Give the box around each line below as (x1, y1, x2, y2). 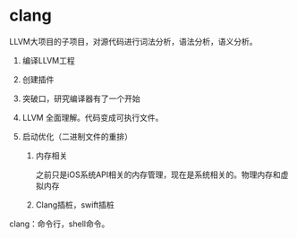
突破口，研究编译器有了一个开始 (21, 93, 140, 104)
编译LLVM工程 (21, 55, 75, 65)
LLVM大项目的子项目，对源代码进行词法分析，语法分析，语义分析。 (9, 36, 258, 47)
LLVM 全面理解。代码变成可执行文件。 (21, 112, 164, 123)
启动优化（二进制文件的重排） (21, 131, 132, 141)
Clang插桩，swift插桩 (35, 199, 115, 210)
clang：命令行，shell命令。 (9, 218, 110, 229)
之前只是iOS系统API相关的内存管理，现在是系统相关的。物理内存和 (35, 169, 282, 180)
